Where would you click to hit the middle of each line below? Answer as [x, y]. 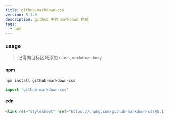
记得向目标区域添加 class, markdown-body [60, 58]
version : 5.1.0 [21, 15]
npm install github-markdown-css [40, 80]
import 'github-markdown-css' [37, 90]
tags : [11, 24]
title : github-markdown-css [35, 10]
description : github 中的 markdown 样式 [47, 19]
